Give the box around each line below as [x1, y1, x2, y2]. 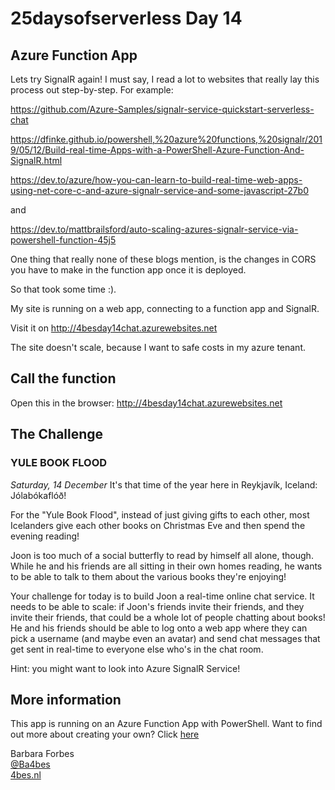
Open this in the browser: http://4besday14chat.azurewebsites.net [10, 397, 283, 409]
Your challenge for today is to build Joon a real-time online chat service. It [10, 590, 315, 602]
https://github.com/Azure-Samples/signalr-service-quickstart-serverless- [10, 103, 315, 115]
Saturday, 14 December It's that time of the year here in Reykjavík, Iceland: [10, 478, 318, 491]
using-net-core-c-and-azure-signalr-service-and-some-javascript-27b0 [10, 185, 310, 196]
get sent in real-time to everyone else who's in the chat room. [10, 643, 264, 655]
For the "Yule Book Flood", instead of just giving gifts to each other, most [10, 508, 310, 521]
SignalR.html [10, 155, 63, 166]
